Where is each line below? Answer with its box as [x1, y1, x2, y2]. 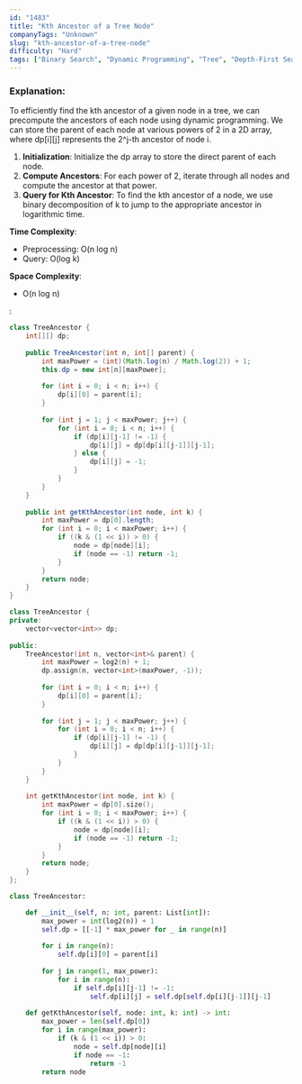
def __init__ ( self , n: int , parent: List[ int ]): [25, 907, 211, 917]
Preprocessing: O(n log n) [22, 244, 119, 255]
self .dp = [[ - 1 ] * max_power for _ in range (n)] [41, 925, 227, 934]
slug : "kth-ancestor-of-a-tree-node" [9, 38, 151, 48]
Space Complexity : [9, 271, 83, 282]
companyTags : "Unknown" [9, 30, 99, 39]
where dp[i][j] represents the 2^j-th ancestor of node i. [9, 134, 212, 145]
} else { [73, 449, 106, 458]
